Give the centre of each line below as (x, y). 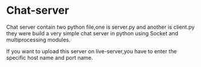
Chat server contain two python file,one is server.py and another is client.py (101, 27)
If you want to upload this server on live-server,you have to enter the (91, 51)
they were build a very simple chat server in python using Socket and (92, 33)
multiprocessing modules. (38, 39)
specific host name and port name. (50, 57)
